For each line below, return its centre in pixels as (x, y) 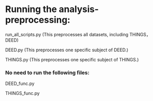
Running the (31, 9)
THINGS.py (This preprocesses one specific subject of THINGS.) (72, 59)
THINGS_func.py (23, 93)
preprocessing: (38, 20)
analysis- (79, 9)
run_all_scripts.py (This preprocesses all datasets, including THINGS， (78, 34)
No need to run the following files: (47, 72)
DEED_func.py (20, 83)
